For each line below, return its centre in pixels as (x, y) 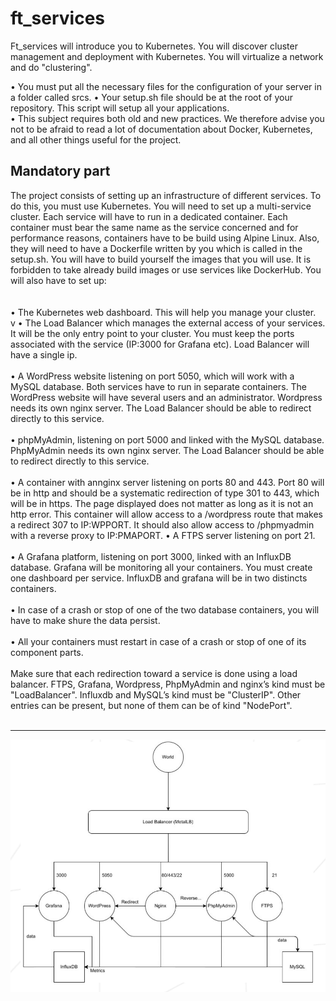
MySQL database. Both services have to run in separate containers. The (158, 386)
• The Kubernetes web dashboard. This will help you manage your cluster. (163, 312)
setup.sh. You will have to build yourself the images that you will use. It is (161, 259)
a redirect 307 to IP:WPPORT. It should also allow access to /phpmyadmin (162, 524)
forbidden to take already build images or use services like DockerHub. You (166, 269)
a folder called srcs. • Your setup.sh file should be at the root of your (151, 97)
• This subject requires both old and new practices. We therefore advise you (167, 118)
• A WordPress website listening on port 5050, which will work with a (152, 376)
